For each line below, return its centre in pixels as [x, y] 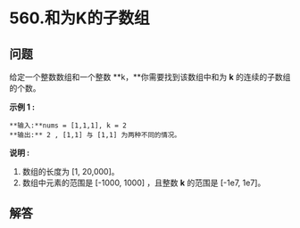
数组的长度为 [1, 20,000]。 [71, 171]
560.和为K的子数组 [79, 18]
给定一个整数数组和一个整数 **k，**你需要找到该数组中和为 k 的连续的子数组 [150, 77]
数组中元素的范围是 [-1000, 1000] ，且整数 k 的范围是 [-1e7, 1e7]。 [144, 183]
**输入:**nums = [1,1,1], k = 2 [68, 126]
